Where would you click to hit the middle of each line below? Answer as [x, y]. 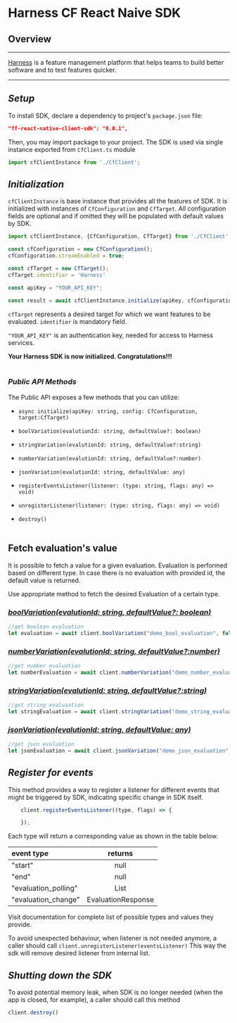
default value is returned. [44, 580]
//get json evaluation [41, 744]
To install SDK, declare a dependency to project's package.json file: [105, 115]
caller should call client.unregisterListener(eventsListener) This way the [117, 946]
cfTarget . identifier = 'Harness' [57, 275]
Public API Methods [42, 382]
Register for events [51, 773]
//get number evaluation [44, 666]
